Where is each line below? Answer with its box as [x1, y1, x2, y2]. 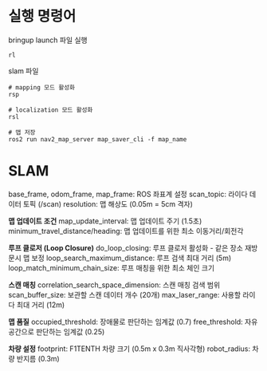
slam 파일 [8, 65, 39, 76]
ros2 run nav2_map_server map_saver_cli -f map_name [8, 135, 187, 144]
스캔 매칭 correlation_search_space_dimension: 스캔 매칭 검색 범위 [8, 280, 221, 290]
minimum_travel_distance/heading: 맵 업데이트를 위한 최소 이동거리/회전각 [8, 226, 244, 235]
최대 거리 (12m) [16, 300, 65, 310]
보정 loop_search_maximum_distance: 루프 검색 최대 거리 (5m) [31, 253, 232, 262]
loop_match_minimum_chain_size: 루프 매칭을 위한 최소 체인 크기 [8, 262, 215, 272]
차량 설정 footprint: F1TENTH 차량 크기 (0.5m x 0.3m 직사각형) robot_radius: [8, 344, 251, 353]
